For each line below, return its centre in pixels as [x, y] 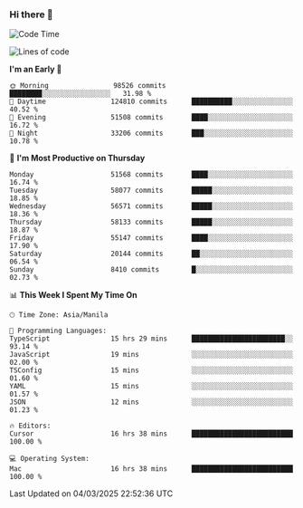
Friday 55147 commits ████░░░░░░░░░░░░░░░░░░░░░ [151, 238]
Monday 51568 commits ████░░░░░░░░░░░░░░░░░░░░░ [151, 175]
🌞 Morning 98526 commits [88, 86]
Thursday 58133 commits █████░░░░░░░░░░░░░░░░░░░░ [151, 222]
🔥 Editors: [30, 426]
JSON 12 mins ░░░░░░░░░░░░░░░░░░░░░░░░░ [151, 402]
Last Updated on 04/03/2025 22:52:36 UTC [91, 494]
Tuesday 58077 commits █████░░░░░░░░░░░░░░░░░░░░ [151, 191]
